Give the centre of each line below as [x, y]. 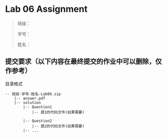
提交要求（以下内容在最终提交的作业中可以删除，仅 [83, 62]
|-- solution [28, 102]
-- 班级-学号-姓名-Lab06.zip [33, 94]
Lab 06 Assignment [46, 9]
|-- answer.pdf [30, 98]
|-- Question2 [38, 121]
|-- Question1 [38, 107]
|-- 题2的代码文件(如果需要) [58, 126]
